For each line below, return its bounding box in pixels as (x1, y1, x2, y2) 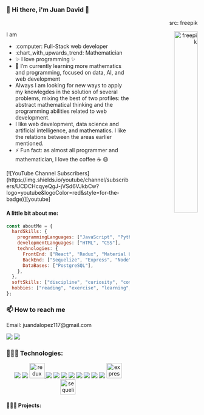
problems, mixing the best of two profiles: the (15, 95, 129, 102)
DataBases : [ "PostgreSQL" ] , (22, 262, 94, 269)
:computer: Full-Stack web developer (15, 42, 108, 50)
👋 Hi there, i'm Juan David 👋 (6, 5, 90, 14)
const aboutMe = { (6, 223, 53, 229)
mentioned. (15, 140, 44, 147)
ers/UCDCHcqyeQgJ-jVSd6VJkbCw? (6, 183, 99, 190)
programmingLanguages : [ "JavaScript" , (17, 234, 115, 240)
